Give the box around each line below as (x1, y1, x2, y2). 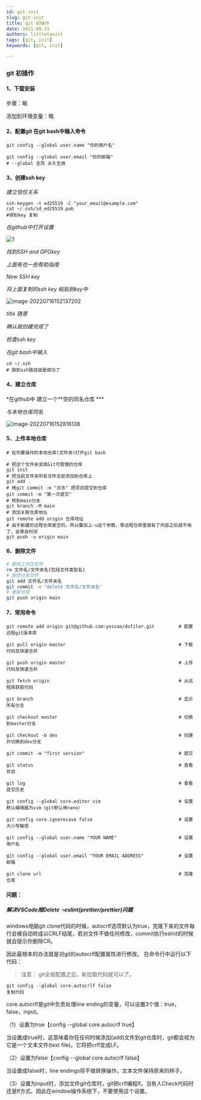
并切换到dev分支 (6, 739, 42, 745)
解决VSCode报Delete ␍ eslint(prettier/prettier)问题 (6, 906, 134, 913)
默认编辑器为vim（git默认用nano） (6, 805, 83, 811)
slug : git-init (6, 15, 45, 21)
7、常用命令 (6, 609, 36, 616)
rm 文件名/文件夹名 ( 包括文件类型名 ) (6, 566, 85, 573)
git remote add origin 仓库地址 (6, 516, 84, 522)
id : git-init (6, 8, 39, 15)
